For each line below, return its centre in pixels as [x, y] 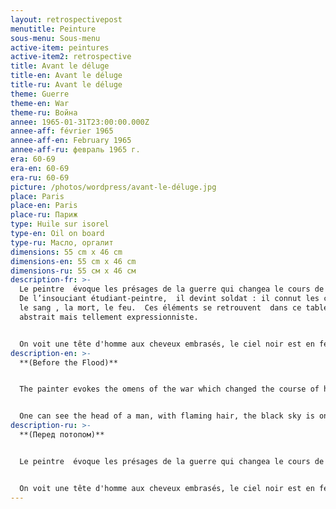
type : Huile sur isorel [60, 224]
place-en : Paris [44, 206]
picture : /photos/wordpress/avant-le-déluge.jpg [113, 187]
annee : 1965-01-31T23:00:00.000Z [80, 122]
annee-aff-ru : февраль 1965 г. [75, 150]
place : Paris [37, 196]
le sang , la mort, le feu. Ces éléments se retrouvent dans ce [160, 308]
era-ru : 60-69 [40, 177]
